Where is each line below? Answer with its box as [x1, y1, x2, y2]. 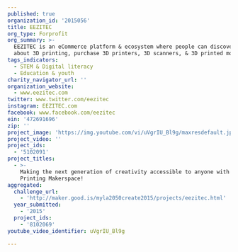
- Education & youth [13, 69, 74, 76]
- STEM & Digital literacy [13, 63, 93, 70]
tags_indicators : [7, 57, 59, 64]
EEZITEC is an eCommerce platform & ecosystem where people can [13, 43, 208, 50]
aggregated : [7, 181, 42, 188]
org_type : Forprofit [7, 30, 69, 38]
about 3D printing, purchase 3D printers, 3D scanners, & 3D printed [13, 50, 223, 57]
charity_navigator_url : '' [7, 76, 87, 84]
